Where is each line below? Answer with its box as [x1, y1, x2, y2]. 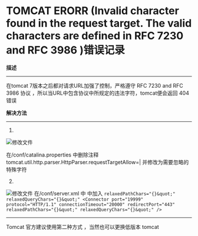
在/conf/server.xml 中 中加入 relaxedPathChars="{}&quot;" [34, 190, 176, 197]
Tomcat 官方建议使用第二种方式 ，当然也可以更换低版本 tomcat [6, 223, 159, 230]
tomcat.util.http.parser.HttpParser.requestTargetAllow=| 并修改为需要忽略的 [6, 158, 189, 165]
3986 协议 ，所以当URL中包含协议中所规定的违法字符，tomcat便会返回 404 [6, 89, 190, 97]
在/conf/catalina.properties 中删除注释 [6, 151, 99, 158]
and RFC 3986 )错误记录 [6, 44, 125, 57]
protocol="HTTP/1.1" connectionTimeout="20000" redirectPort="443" [6, 201, 176, 207]
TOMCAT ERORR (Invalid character [6, 4, 180, 18]
